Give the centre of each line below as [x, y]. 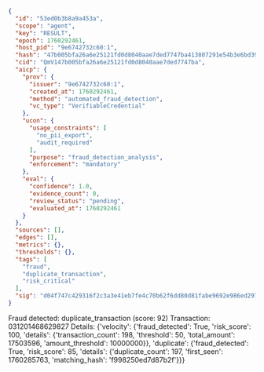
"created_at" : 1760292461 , [73, 91]
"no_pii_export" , [64, 135]
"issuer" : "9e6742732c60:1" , [77, 84]
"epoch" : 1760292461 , [51, 40]
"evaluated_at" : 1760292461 [75, 208]
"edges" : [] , [37, 238]
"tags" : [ [31, 259]
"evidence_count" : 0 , [64, 193]
